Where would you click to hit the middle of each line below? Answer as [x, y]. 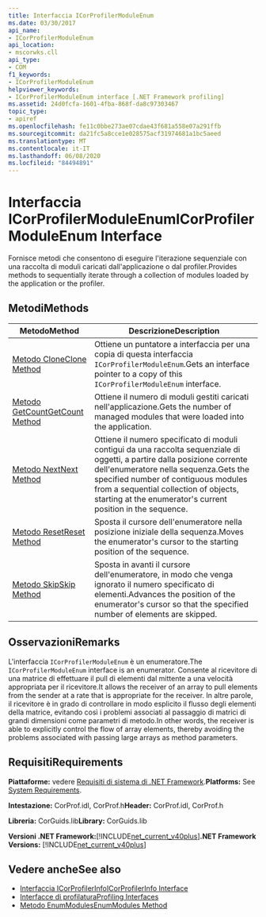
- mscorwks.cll [33, 52]
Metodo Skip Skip [44, 584]
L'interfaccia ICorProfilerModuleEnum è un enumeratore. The [105, 661]
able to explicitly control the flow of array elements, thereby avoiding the [126, 729]
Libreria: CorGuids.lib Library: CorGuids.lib [78, 821]
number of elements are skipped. [156, 614]
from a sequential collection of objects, [167, 489]
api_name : [25, 30]
